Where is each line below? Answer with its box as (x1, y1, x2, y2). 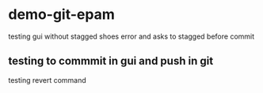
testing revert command (8, 75, 87, 84)
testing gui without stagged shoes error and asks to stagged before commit (8, 32, 255, 41)
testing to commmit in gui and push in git (8, 54, 214, 68)
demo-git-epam (8, 6, 115, 24)
